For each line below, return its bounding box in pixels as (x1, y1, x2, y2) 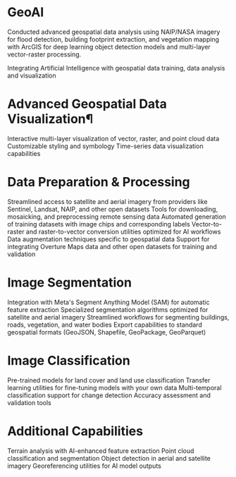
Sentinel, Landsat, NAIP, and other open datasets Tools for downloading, (7, 205, 218, 213)
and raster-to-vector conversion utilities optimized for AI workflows (25, 227, 221, 236)
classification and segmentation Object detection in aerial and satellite (7, 454, 211, 462)
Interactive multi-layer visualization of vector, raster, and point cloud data (7, 134, 220, 143)
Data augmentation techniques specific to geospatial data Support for (7, 234, 210, 243)
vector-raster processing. (7, 50, 82, 59)
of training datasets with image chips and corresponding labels (7, 219, 190, 228)
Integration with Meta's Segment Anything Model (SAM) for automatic (7, 298, 210, 306)
